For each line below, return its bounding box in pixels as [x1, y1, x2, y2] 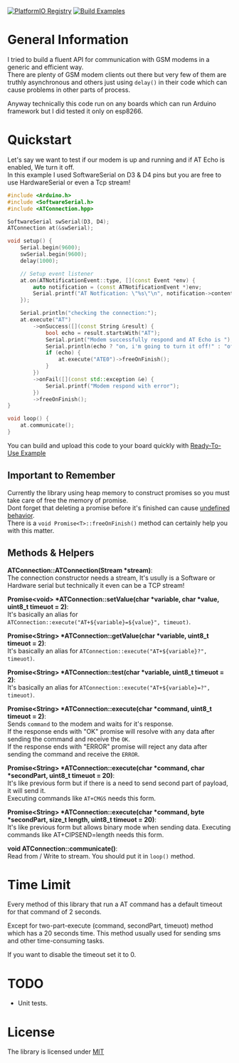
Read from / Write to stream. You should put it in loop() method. [7, 851, 196, 860]
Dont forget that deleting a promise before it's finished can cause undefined [7, 503, 230, 512]
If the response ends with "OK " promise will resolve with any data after [7, 727, 215, 735]
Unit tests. [17, 999, 48, 1007]
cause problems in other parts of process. [7, 85, 131, 94]
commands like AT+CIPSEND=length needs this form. [7, 830, 164, 839]
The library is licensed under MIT [7, 1047, 105, 1056]
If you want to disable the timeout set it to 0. [7, 950, 137, 959]
